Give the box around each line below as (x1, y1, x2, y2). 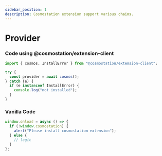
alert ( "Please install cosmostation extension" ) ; (14, 128, 117, 134)
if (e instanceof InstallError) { (9, 83, 79, 88)
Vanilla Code (5, 108, 36, 115)
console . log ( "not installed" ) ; (14, 88, 77, 93)
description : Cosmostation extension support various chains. (5, 12, 134, 17)
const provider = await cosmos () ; (9, 74, 79, 79)
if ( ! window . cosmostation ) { (9, 124, 69, 129)
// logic (14, 137, 32, 142)
